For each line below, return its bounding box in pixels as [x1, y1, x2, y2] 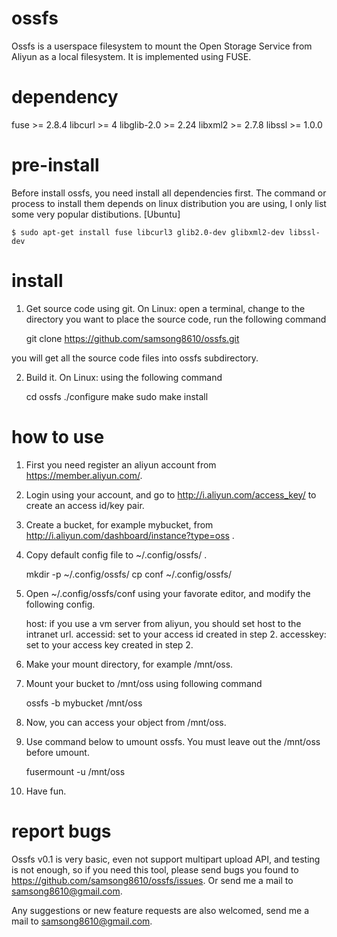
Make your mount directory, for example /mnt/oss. [25, 658, 234, 670]
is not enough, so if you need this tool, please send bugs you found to [11, 863, 299, 876]
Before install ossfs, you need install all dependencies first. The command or [11, 187, 327, 199]
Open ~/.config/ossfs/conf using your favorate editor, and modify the [25, 587, 311, 599]
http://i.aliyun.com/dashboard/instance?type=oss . [25, 529, 235, 541]
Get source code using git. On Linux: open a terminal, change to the [25, 302, 306, 314]
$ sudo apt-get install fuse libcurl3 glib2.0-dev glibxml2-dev [11, 227, 285, 237]
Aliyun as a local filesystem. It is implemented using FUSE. [11, 50, 252, 62]
